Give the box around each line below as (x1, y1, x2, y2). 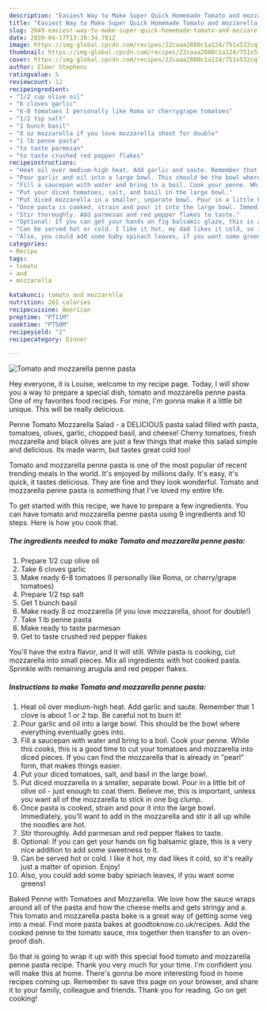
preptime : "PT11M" (9, 313, 70, 321)
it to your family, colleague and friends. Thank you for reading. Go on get (9, 986, 246, 995)
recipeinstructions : (9, 159, 78, 167)
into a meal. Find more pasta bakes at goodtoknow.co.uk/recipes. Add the (9, 920, 250, 929)
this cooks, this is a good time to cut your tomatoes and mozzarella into (20, 744, 254, 753)
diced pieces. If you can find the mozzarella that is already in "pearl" (20, 753, 245, 762)
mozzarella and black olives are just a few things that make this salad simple (9, 437, 258, 446)
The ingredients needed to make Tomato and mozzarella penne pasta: (9, 536, 246, 545)
